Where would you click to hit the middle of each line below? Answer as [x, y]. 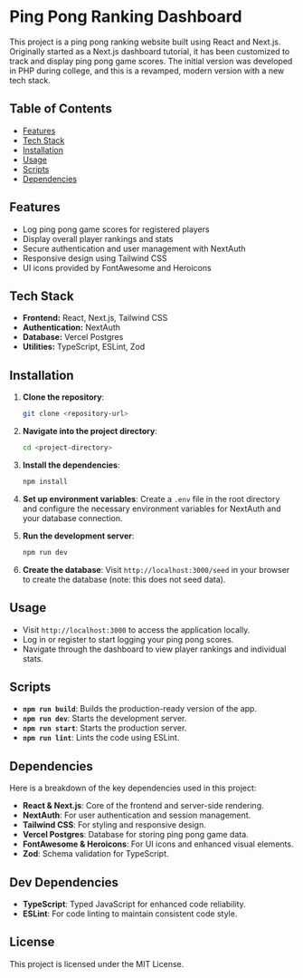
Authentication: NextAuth [71, 327]
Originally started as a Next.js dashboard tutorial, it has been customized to [150, 51]
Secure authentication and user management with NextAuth [134, 248]
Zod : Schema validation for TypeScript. [95, 854]
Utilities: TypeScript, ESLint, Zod [84, 347]
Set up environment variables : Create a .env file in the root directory [151, 499]
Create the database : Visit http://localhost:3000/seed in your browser [156, 569]
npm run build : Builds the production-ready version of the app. [140, 709]
